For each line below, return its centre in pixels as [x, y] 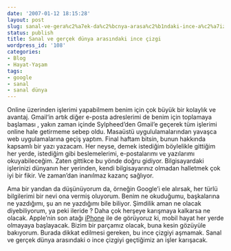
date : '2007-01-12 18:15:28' [49, 13]
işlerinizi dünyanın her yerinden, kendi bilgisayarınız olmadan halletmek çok [114, 168]
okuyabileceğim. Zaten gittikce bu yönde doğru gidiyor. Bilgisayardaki [106, 161]
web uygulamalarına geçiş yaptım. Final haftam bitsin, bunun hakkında [107, 139]
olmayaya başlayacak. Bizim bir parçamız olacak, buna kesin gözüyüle [107, 226]
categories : [24, 52]
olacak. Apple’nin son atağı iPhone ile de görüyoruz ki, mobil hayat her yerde [115, 218]
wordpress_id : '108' [37, 45]
